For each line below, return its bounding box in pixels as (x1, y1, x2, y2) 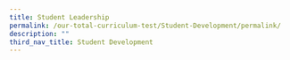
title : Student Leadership (9, 12, 110, 22)
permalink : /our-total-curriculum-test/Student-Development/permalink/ (9, 21, 281, 30)
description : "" (9, 29, 70, 38)
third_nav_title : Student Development (9, 37, 153, 47)
